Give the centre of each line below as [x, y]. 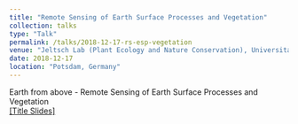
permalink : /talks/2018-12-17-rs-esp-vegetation [101, 42]
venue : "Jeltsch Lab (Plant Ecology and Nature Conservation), [129, 50]
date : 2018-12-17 [41, 58]
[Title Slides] [32, 111]
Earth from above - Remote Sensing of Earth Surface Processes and [134, 92]
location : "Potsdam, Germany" [65, 67]
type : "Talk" [33, 34]
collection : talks [43, 26]
